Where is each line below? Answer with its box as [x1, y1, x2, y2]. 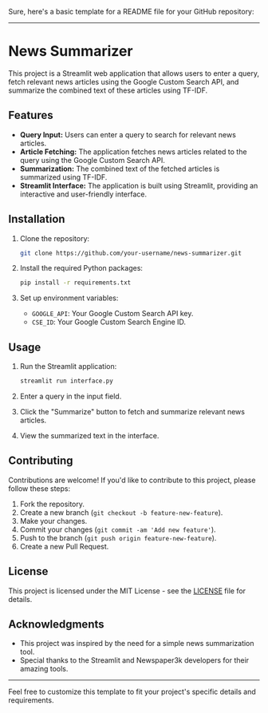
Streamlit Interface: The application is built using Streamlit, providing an [19, 180, 258, 190]
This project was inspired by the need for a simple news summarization [19, 639, 254, 648]
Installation [8, 212, 65, 226]
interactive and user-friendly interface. [19, 189, 148, 199]
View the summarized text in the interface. [19, 431, 160, 440]
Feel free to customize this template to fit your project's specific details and [8, 687, 257, 697]
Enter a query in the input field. [19, 391, 122, 401]
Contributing [8, 454, 73, 468]
